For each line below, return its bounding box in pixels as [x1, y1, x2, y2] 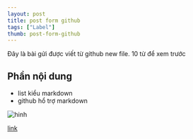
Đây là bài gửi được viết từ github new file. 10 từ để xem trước [7, 50, 186, 58]
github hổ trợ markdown [17, 96, 88, 105]
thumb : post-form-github [7, 30, 81, 38]
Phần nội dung [7, 70, 73, 82]
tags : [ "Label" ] [7, 23, 55, 30]
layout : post [7, 10, 46, 18]
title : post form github [7, 17, 81, 24]
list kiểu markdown [17, 89, 73, 98]
